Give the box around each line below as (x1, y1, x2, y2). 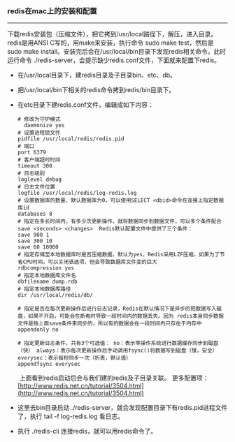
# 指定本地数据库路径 (17, 286, 71, 293)
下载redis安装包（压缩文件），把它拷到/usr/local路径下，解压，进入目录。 (7, 30, 218, 38)
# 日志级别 (17, 170, 45, 177)
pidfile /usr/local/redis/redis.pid (17, 135, 124, 142)
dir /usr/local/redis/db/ (17, 292, 93, 299)
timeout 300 (17, 163, 52, 170)
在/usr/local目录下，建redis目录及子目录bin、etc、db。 (17, 71, 177, 80)
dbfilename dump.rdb (17, 278, 78, 286)
